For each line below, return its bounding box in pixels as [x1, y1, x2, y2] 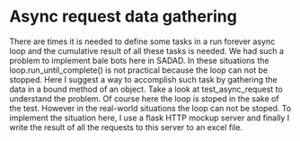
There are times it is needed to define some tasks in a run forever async [9, 36, 276, 47]
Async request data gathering [9, 6, 238, 27]
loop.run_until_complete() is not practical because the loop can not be [9, 65, 268, 75]
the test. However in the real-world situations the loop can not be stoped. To [9, 102, 292, 113]
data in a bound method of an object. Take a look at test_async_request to [9, 84, 283, 94]
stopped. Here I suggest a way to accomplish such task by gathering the [9, 74, 278, 84]
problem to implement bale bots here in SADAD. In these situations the [9, 55, 269, 66]
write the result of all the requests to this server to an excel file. [9, 121, 243, 132]
